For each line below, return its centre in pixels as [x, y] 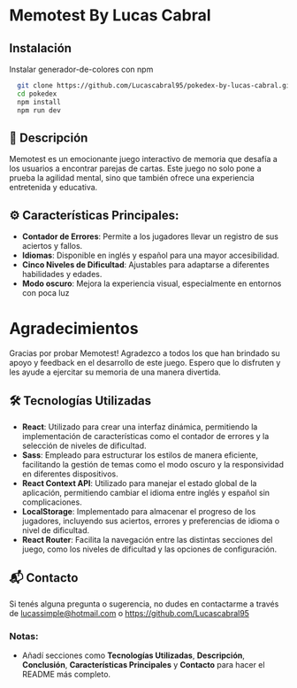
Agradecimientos [74, 329]
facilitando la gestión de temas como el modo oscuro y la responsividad [153, 464]
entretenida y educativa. [53, 188]
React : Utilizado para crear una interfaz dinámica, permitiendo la [140, 427]
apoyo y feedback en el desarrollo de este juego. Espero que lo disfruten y [145, 363]
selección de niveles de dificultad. [84, 445]
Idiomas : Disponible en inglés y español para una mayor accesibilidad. [151, 255]
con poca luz [46, 293]
